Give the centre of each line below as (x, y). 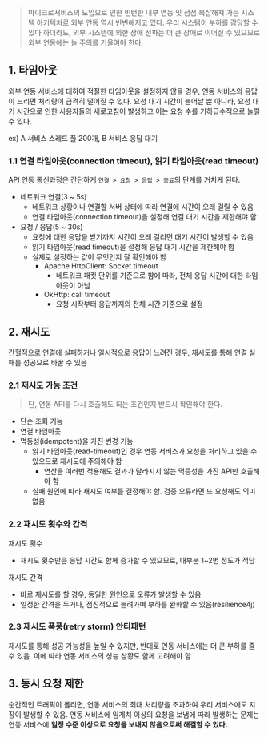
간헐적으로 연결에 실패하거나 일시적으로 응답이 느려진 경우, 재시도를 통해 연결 (128, 352)
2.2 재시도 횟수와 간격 (48, 524)
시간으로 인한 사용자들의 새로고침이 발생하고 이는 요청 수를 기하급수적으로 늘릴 (138, 111)
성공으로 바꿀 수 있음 (55, 362)
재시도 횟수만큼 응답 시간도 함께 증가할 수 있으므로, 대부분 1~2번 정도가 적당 (138, 560)
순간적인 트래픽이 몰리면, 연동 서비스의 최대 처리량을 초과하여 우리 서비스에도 (128, 704)
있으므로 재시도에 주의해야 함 (77, 461)
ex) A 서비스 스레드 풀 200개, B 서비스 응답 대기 (83, 138)
